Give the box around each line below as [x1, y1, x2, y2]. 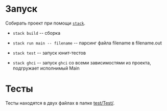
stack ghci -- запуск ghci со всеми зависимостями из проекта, [12, 59, 152, 65]
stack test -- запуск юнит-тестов [12, 50, 86, 56]
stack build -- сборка [12, 30, 61, 36]
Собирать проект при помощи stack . [5, 20, 86, 26]
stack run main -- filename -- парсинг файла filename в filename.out [12, 39, 162, 46]
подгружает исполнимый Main [12, 65, 80, 71]
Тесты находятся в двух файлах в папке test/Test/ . [5, 100, 115, 106]
